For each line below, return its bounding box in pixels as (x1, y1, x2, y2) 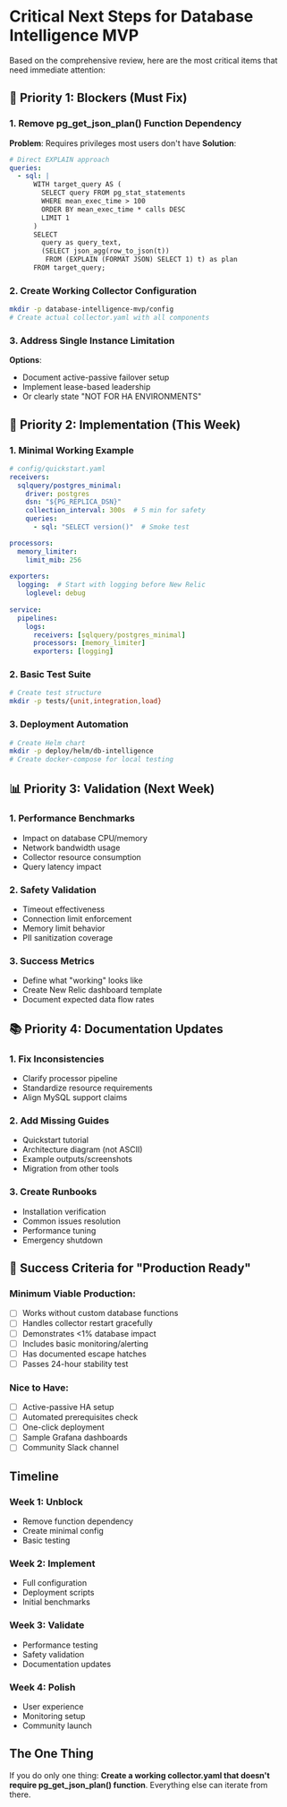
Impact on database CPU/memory (21, 832, 148, 843)
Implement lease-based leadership (21, 382, 151, 392)
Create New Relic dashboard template (21, 985, 163, 995)
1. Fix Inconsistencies (9, 1053, 105, 1065)
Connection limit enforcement (21, 914, 132, 925)
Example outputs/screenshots (21, 1154, 132, 1165)
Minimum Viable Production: (9, 1287, 136, 1300)
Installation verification (21, 1206, 106, 1217)
